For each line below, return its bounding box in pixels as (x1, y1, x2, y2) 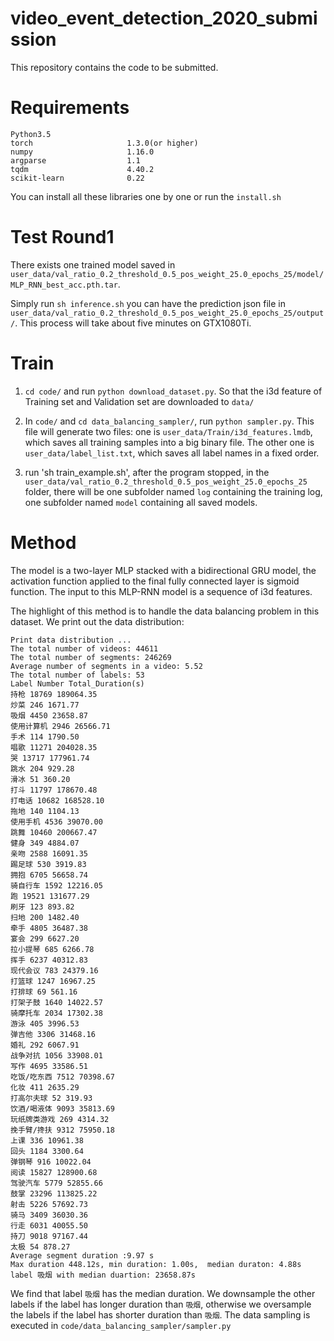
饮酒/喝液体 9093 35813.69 (10, 1103, 115, 1114)
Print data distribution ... (10, 635, 132, 645)
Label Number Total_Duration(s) (10, 678, 145, 689)
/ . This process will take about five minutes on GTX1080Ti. (10, 317, 252, 329)
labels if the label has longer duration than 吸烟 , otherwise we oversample (10, 1298, 312, 1310)
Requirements (10, 97, 130, 119)
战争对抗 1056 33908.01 (10, 1050, 103, 1061)
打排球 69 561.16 (10, 987, 78, 997)
